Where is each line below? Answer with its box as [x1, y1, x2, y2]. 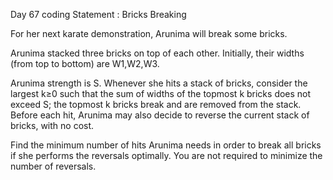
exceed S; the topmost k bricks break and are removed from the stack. [10, 99, 302, 110]
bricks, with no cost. [10, 120, 95, 131]
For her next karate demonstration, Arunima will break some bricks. [10, 28, 288, 39]
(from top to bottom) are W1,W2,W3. [10, 58, 160, 69]
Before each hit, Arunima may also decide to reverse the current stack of [10, 109, 310, 121]
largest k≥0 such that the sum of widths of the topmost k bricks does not [10, 88, 312, 99]
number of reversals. [10, 160, 97, 172]
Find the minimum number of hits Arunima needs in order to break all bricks [10, 139, 322, 151]
